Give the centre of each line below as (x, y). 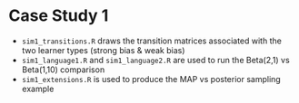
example (38, 89)
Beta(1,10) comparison (63, 70)
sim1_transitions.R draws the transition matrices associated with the (152, 41)
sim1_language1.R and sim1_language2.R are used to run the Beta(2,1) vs (155, 60)
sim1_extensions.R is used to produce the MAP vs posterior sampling (151, 79)
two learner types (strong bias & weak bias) (103, 50)
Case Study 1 (59, 16)
